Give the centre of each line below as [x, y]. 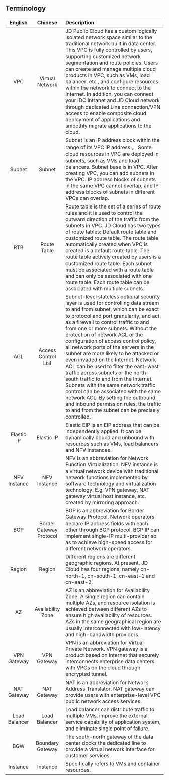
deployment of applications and [103, 119]
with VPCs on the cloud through [103, 667]
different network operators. [99, 548]
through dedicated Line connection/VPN [113, 107]
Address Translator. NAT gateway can [110, 689]
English [18, 22]
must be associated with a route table [110, 270]
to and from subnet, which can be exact [112, 309]
